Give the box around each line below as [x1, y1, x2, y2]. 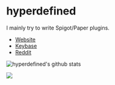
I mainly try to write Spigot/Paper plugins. [6, 24, 110, 31]
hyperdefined [6, 4, 76, 18]
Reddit [15, 48, 31, 55]
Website [15, 36, 36, 43]
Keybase [15, 42, 38, 49]
